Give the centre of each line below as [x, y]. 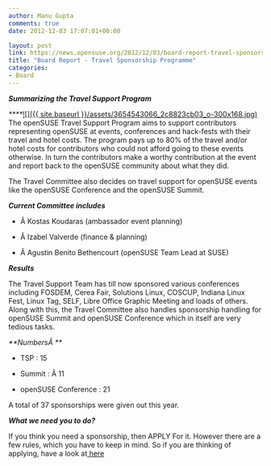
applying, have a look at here [56, 453]
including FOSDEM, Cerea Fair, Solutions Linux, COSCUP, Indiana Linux [127, 292]
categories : [28, 68]
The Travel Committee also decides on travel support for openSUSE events [133, 181]
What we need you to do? [52, 420]
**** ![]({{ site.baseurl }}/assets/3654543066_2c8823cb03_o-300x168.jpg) [133, 114]
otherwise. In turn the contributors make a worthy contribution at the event [132, 157]
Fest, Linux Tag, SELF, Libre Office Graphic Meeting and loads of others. [128, 300]
